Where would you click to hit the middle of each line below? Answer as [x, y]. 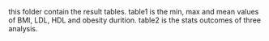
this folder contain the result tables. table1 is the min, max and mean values [134, 12]
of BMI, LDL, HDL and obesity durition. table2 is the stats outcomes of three [135, 20]
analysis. [23, 29]
